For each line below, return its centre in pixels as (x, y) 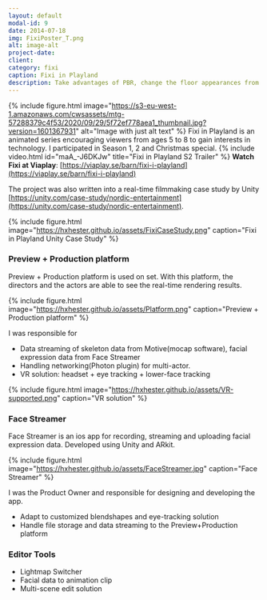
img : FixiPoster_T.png (46, 38)
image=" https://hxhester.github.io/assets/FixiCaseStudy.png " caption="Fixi (133, 230)
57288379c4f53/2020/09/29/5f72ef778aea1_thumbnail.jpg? (108, 122)
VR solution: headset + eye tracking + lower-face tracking (115, 374)
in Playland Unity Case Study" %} (64, 238)
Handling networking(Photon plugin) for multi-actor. (105, 366)
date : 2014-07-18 (37, 30)
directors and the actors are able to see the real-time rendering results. (125, 285)
